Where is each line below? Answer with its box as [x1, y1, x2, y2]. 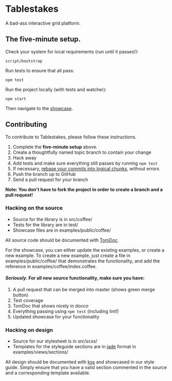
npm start [5, 96, 27, 102]
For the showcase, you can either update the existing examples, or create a [5, 247, 165, 253]
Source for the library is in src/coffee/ [12, 216, 92, 222]
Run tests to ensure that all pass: [5, 67, 74, 73]
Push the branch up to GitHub [12, 171, 76, 177]
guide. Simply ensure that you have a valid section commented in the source [5, 365, 167, 371]
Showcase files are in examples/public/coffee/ [12, 227, 111, 233]
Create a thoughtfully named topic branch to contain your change [12, 149, 151, 155]
